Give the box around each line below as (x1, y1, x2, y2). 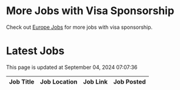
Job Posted (113, 78, 146, 86)
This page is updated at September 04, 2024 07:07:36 (6, 64, 138, 71)
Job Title (9, 78, 35, 86)
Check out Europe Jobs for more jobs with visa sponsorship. (6, 24, 153, 31)
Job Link (83, 78, 108, 86)
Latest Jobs (6, 44, 65, 58)
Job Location (40, 78, 78, 86)
